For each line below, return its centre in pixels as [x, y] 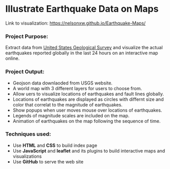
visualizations [27, 156]
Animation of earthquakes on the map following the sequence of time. [87, 121]
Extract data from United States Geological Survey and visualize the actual [84, 48]
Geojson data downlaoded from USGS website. [63, 83]
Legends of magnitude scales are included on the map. [71, 115]
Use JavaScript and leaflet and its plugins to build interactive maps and [89, 151]
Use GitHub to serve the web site [48, 161]
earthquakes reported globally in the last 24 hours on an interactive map [82, 53]
